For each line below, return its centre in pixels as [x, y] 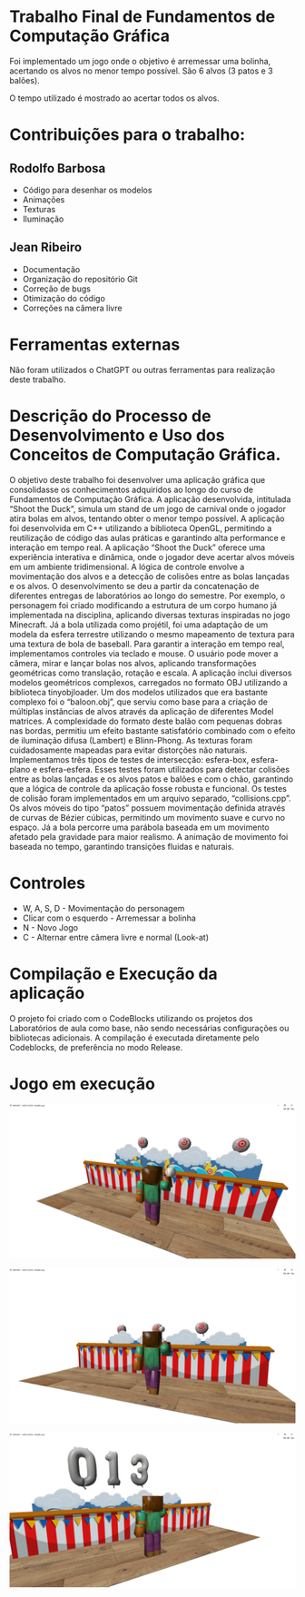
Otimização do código [64, 298]
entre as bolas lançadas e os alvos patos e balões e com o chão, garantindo [151, 779]
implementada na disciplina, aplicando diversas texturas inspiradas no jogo [150, 615]
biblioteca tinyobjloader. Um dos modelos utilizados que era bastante [138, 692]
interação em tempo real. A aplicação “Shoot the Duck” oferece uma [138, 547]
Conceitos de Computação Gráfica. [145, 454]
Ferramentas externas [95, 345]
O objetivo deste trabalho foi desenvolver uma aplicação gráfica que [138, 479]
